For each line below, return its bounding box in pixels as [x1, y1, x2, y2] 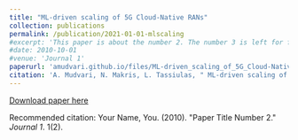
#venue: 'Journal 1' [9, 54, 86, 63]
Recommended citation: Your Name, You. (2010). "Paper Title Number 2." [9, 112, 277, 122]
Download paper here [9, 95, 89, 105]
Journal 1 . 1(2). [9, 121, 64, 132]
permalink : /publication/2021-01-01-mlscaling [9, 29, 184, 38]
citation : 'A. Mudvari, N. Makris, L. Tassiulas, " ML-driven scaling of [9, 71, 288, 80]
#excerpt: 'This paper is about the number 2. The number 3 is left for [9, 37, 284, 47]
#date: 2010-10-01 [9, 46, 77, 55]
